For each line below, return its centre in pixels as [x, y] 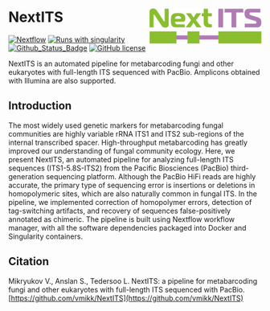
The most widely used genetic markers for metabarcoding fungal [116, 125]
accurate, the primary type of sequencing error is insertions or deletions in [132, 185]
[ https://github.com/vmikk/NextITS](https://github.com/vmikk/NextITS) [126, 298]
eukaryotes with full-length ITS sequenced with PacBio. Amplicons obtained [134, 72]
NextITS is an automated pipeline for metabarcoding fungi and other [121, 63]
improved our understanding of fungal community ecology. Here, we [122, 151]
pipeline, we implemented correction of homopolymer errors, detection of [130, 202]
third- [239, 168]
